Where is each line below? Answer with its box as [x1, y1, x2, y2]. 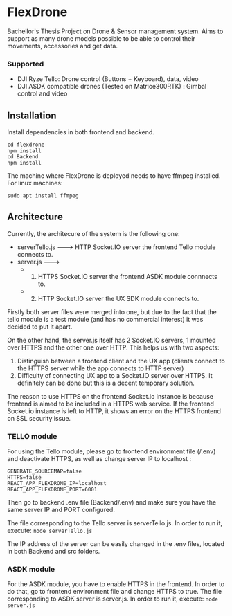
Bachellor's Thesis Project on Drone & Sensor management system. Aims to [7, 27, 224, 35]
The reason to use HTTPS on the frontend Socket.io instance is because [7, 392, 213, 400]
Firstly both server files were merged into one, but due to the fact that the [7, 307, 217, 316]
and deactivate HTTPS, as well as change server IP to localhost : [7, 455, 192, 463]
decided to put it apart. [7, 323, 73, 331]
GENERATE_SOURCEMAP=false [7, 468, 82, 475]
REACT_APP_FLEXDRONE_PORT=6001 [7, 486, 98, 493]
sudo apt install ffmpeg [7, 192, 79, 199]
